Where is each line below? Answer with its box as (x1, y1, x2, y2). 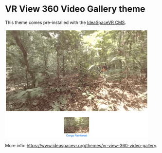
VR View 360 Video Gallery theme (5, 3, 145, 15)
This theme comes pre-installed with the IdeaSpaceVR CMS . (5, 19, 126, 25)
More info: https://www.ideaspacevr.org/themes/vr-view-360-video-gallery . (5, 142, 158, 148)
